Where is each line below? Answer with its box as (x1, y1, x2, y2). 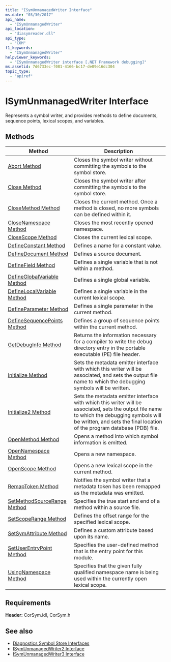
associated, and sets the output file (73, 372, 158, 379)
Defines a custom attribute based (73, 527, 154, 534)
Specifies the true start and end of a (73, 497, 160, 504)
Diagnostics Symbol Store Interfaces (12, 640, 90, 646)
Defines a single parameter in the (73, 302, 154, 309)
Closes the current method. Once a (73, 198, 158, 205)
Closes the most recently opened (73, 219, 154, 226)
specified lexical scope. (73, 518, 131, 525)
